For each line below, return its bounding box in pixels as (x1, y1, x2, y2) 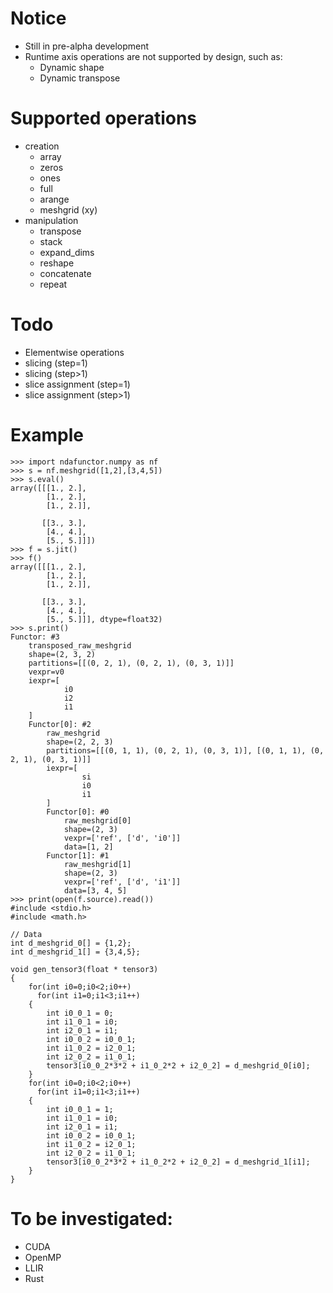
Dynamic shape (39, 61, 105, 73)
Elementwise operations (24, 346, 125, 358)
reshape (39, 257, 75, 269)
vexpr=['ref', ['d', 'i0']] (63, 833, 182, 843)
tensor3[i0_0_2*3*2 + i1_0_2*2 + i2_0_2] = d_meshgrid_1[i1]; (46, 1157, 311, 1167)
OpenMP (24, 1251, 62, 1263)
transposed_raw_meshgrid (28, 640, 132, 651)
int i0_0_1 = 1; (46, 1104, 114, 1114)
